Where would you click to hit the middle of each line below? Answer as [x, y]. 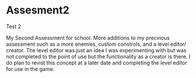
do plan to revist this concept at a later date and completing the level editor [97, 63]
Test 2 [14, 26]
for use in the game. [30, 69]
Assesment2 [38, 10]
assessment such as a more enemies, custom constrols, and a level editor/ [96, 44]
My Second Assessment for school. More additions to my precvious [88, 38]
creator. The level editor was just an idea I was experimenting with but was [96, 50]
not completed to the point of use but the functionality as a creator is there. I [98, 56]
